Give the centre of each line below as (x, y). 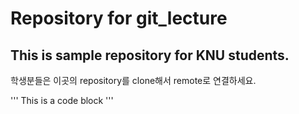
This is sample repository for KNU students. (150, 55)
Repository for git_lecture (119, 18)
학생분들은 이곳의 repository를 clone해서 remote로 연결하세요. (133, 80)
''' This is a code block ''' (62, 100)
